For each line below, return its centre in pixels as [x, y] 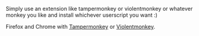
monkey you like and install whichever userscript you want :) [82, 15]
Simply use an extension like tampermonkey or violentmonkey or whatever [99, 9]
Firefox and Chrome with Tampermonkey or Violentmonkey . [81, 27]
